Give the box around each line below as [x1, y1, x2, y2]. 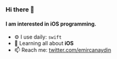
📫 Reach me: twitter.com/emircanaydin [14, 46, 111, 54]
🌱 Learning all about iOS [14, 40, 74, 47]
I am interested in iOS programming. [5, 20, 97, 27]
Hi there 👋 [5, 5, 35, 14]
